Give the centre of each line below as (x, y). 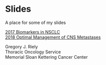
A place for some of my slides (35, 22)
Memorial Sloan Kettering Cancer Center (47, 57)
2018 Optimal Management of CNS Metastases (53, 37)
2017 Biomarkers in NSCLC (33, 32)
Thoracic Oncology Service (33, 52)
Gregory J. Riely (22, 46)
